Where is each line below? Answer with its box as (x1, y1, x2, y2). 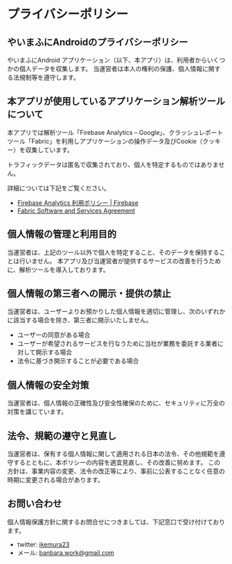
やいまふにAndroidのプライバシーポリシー (7, 36, 188, 48)
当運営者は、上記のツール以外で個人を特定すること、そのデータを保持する (7, 248, 220, 256)
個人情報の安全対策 (7, 379, 89, 391)
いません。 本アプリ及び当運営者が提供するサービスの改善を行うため (25, 256, 222, 265)
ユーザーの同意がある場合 (17, 331, 91, 339)
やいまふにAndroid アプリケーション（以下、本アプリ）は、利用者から (7, 56, 208, 64)
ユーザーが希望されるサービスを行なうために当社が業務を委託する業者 (17, 340, 218, 348)
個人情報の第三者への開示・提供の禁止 (7, 288, 171, 299)
